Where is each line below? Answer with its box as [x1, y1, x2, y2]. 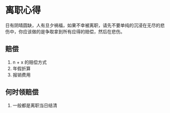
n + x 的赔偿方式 [12, 59, 47, 65]
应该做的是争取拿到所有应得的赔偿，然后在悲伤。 [22, 28, 125, 34]
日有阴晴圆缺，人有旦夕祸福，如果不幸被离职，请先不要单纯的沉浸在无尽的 [5, 22, 160, 28]
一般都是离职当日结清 [12, 102, 57, 108]
